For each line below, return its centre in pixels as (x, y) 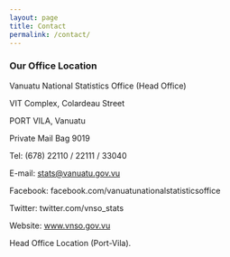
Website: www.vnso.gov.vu (60, 225)
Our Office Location (53, 66)
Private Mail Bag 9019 (50, 138)
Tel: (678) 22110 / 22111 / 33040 (68, 155)
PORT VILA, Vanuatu (47, 120)
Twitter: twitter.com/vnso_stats (67, 207)
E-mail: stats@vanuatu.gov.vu (65, 173)
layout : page (34, 18)
